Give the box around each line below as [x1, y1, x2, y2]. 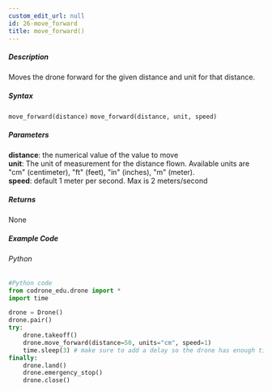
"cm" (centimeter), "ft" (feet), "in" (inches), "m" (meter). [8, 168, 195, 177]
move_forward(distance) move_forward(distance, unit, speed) [8, 113, 217, 121]
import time [8, 294, 49, 302]
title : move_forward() [8, 27, 85, 35]
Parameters [8, 130, 49, 139]
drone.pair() [8, 317, 53, 325]
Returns [8, 194, 36, 204]
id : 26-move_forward [8, 19, 79, 28]
